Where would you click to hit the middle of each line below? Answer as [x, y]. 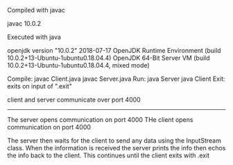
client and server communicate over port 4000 [74, 100]
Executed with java [34, 37]
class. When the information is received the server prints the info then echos [116, 148]
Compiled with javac [36, 10]
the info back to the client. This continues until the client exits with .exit [109, 155]
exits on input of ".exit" [40, 86]
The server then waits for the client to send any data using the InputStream [114, 141]
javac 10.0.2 [24, 23]
